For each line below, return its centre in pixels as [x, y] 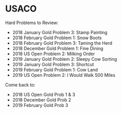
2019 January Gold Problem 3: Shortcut [53, 64]
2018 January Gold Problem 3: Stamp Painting [60, 32]
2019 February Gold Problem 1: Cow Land [55, 70]
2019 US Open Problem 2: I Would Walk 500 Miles [64, 75]
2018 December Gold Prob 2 [42, 100]
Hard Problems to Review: [32, 23]
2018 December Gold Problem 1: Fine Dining [58, 48]
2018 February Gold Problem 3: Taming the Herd [62, 43]
